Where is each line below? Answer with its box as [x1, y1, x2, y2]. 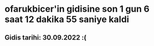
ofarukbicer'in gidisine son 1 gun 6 [4, 3, 150, 15]
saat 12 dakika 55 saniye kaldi [4, 14, 129, 25]
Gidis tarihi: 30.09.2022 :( [4, 33, 87, 42]
